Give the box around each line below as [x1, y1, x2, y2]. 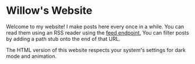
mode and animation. [6, 52, 57, 59]
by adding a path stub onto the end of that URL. [6, 35, 121, 42]
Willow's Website [6, 4, 92, 17]
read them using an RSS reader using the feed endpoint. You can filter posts [6, 29, 189, 36]
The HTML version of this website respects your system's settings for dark [6, 46, 186, 53]
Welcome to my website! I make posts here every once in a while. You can [6, 23, 184, 30]
